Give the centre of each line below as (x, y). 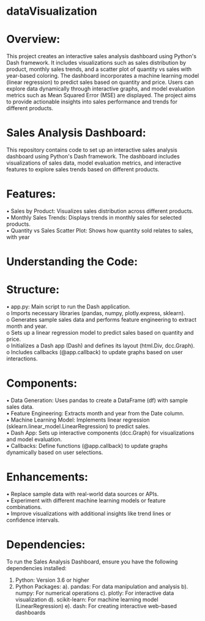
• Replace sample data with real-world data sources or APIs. (83, 494)
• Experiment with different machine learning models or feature (86, 500)
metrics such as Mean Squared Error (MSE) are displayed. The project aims (102, 95)
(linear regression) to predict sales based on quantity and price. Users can (100, 82)
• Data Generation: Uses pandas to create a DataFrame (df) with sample (97, 400)
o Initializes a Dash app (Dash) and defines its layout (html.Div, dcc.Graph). (101, 346)
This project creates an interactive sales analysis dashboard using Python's (102, 56)
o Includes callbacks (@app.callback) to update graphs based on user (95, 352)
